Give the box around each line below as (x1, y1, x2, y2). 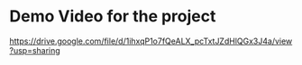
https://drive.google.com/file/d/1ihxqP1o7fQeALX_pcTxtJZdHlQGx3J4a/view (9, 36, 293, 46)
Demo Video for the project (9, 6, 216, 27)
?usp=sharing (9, 45, 60, 55)
